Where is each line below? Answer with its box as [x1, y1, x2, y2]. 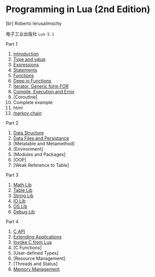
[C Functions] [13, 245, 42, 251]
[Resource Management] [13, 255, 66, 261]
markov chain [13, 110, 42, 116]
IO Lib [13, 198, 26, 204]
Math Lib [13, 182, 32, 188]
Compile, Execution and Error [13, 88, 75, 94]
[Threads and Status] [13, 260, 58, 267]
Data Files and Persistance [13, 135, 69, 141]
